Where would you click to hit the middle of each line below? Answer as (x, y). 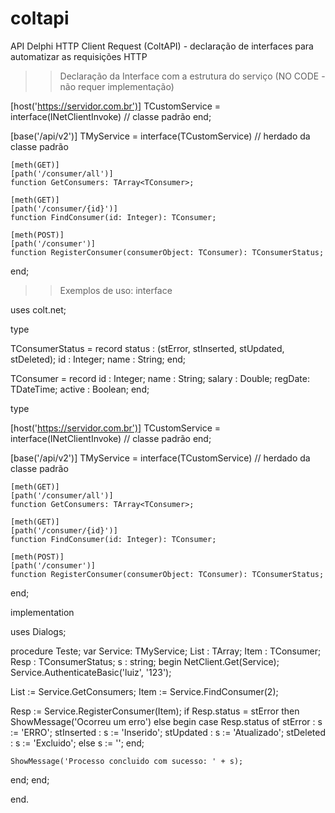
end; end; (30, 779)
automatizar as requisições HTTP (79, 56)
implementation (42, 612)
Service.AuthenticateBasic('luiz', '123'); (91, 672)
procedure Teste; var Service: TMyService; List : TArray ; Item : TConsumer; (166, 651)
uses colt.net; (38, 309)
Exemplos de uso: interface (116, 290)
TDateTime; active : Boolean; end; (80, 389)
